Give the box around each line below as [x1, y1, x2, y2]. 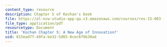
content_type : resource [5, 7, 55, 12]
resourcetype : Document [5, 25, 55, 30]
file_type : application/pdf [5, 21, 64, 26]
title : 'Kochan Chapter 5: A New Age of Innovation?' [5, 30, 119, 35]
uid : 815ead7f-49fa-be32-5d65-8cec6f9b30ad [5, 35, 97, 40]
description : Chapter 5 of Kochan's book [5, 12, 92, 17]
